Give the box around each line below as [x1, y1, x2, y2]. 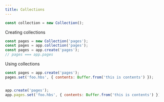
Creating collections [5, 29, 45, 35]
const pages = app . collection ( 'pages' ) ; [5, 43, 89, 48]
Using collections [5, 61, 40, 67]
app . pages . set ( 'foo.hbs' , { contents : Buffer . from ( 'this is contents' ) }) [5, 92, 161, 97]
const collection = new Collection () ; [5, 20, 84, 25]
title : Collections [5, 7, 45, 12]
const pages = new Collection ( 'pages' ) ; [5, 38, 89, 44]
